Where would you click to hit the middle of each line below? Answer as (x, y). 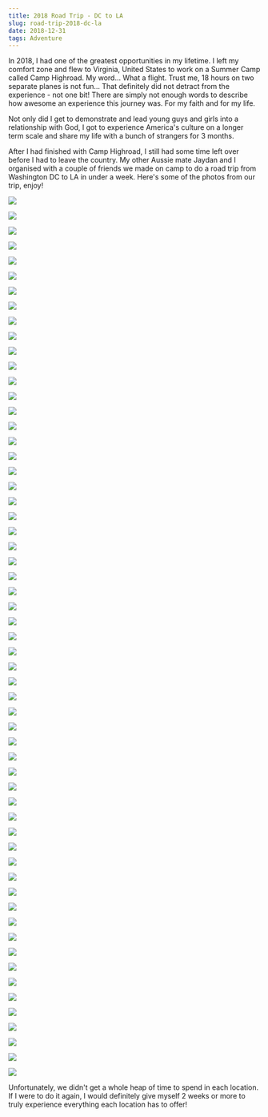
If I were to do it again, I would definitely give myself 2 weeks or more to (127, 1096)
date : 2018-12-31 (37, 30)
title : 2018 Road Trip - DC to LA (66, 16)
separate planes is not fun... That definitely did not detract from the (119, 87)
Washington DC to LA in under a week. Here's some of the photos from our (132, 177)
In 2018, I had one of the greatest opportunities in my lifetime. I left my (124, 61)
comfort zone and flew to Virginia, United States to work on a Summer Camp (134, 70)
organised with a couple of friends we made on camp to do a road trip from (132, 168)
